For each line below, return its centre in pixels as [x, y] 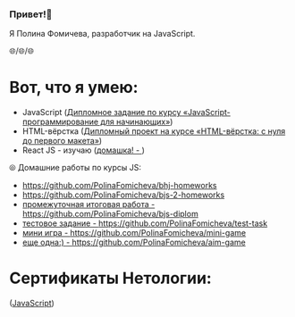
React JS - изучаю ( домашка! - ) [84, 150]
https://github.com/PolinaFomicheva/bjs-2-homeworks [123, 195]
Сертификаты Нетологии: [110, 278]
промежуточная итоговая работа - [88, 204]
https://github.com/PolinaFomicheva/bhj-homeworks [119, 186]
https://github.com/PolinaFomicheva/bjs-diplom [110, 214]
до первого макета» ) [62, 141]
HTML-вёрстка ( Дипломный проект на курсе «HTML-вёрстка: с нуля [154, 131]
